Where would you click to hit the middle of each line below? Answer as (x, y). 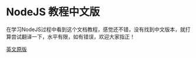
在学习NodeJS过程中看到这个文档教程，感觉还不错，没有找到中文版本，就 (96, 29)
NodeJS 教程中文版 (53, 12)
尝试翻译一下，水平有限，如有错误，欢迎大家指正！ (73, 36)
